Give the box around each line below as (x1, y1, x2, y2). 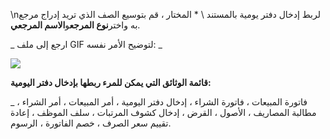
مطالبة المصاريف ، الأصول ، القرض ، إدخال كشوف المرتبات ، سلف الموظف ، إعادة (10, 107, 317, 118)
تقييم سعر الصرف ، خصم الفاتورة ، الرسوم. (10, 117, 172, 129)
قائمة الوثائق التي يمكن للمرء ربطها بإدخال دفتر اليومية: (10, 77, 212, 88)
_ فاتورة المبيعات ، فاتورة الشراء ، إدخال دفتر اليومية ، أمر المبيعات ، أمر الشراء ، (10, 96, 308, 108)
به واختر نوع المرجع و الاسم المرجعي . (10, 19, 141, 31)
